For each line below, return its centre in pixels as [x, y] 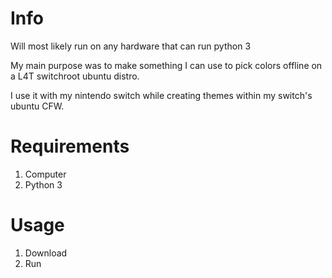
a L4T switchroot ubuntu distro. [75, 76]
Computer [45, 174]
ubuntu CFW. [37, 106]
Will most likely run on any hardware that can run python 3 [131, 46]
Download [46, 253]
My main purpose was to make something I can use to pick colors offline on [166, 65]
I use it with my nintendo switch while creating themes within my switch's [161, 95]
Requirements [70, 146]
